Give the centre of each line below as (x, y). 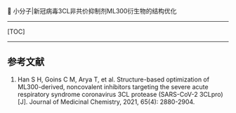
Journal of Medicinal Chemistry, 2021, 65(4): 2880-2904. (112, 102)
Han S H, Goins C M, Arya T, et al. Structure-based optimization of (113, 79)
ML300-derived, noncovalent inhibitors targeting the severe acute (113, 86)
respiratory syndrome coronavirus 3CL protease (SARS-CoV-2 (107, 94)
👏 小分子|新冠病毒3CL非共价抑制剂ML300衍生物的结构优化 (92, 11)
